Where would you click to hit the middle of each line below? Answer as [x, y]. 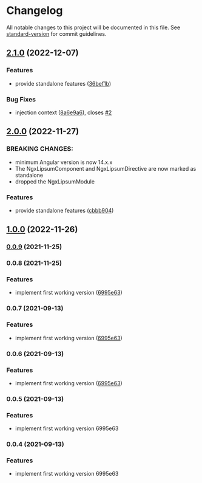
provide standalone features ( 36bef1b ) [63, 83]
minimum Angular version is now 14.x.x [64, 162]
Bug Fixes [21, 99]
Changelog [35, 11]
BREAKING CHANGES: [40, 149]
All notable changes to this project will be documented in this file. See [93, 27]
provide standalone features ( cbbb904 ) [64, 210]
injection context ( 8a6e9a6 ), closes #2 [63, 112]
